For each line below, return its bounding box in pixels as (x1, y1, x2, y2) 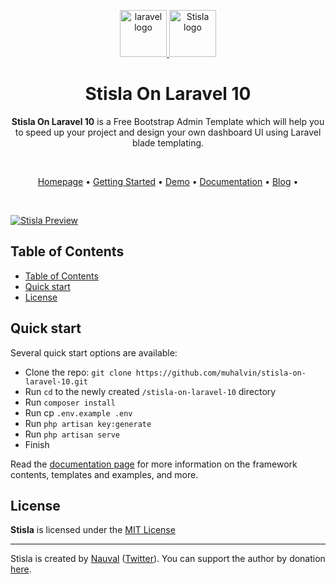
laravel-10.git (24, 376, 89, 387)
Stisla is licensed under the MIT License (10, 524, 176, 536)
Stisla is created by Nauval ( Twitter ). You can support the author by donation (10, 553, 326, 565)
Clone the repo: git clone (24, 366, 132, 378)
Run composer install (24, 396, 116, 408)
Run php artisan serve (24, 428, 120, 440)
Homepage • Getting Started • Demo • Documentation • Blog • (37, 175, 299, 187)
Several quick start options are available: (10, 346, 178, 359)
